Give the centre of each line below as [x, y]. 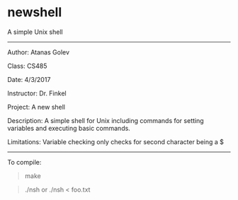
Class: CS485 [27, 66]
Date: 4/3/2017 [29, 79]
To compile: [24, 162]
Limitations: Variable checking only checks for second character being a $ [116, 141]
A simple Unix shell [35, 32]
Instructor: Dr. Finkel [37, 93]
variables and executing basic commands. [69, 128]
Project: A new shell [36, 107]
